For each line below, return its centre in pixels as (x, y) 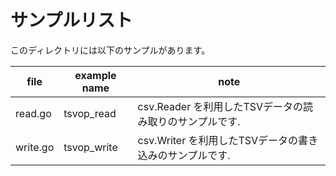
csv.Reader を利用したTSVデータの (220, 106)
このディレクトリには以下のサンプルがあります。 (110, 50)
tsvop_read (90, 113)
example (95, 75)
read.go (33, 113)
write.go (35, 147)
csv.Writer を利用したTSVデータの (218, 140)
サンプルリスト (71, 20)
